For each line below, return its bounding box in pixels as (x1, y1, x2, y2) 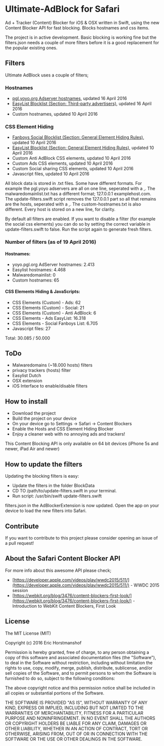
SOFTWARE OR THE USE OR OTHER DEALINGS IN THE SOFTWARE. (5, 736, 142, 742)
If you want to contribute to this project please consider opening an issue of (5, 535, 158, 540)
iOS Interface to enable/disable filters (12, 383, 88, 389)
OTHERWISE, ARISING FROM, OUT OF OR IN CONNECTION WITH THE (5, 731, 148, 737)
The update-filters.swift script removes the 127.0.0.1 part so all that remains (5, 196, 157, 202)
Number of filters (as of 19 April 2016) (5, 239, 96, 246)
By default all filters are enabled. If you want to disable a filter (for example (5, 216, 156, 222)
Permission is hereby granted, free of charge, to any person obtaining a (5, 649, 149, 655)
